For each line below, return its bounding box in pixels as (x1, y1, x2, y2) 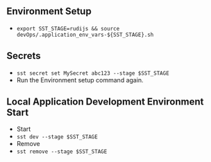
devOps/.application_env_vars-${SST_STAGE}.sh (16, 31, 154, 38)
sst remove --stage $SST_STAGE (16, 148, 108, 155)
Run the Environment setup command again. (16, 75, 144, 84)
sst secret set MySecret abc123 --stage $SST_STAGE (16, 69, 169, 77)
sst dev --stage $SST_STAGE (16, 134, 98, 141)
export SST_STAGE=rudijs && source (16, 25, 120, 32)
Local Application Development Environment (6, 96, 204, 108)
